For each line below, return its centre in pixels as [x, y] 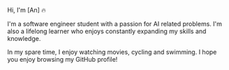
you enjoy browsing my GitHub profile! [62, 59]
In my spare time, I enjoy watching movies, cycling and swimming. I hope [112, 52]
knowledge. [24, 38]
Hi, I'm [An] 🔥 [27, 10]
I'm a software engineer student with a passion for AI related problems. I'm [114, 24]
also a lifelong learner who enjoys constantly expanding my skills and [107, 31]
